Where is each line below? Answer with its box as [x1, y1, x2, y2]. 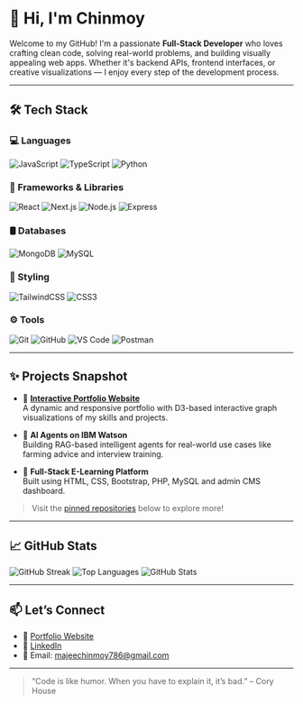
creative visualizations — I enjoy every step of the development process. [9, 67, 280, 78]
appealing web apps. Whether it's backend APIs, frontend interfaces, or [9, 57, 276, 68]
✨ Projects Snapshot [9, 369, 128, 384]
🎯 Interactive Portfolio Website [22, 392, 140, 404]
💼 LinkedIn [22, 640, 62, 652]
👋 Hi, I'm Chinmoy [9, 8, 146, 29]
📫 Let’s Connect [9, 602, 106, 617]
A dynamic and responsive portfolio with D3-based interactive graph [22, 402, 278, 413]
